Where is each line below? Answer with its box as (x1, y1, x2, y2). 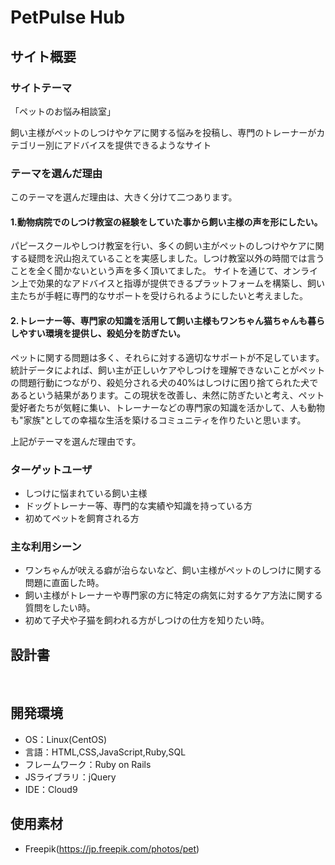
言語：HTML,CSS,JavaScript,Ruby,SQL (24, 746, 187, 758)
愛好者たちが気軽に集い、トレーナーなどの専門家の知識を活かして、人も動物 (10, 401, 325, 413)
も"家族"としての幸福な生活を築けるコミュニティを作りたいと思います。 (10, 414, 307, 426)
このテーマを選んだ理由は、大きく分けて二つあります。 (10, 191, 238, 203)
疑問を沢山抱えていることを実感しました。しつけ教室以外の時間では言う (27, 252, 325, 265)
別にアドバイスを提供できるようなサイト (44, 139, 212, 151)
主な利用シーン (10, 539, 82, 553)
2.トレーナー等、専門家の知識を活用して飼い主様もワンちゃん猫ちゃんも (10, 314, 308, 326)
